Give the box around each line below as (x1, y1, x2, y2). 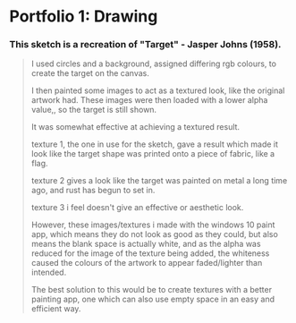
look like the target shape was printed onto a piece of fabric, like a (30, 149, 275, 159)
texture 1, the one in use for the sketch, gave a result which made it (30, 139, 279, 149)
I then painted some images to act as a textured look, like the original (30, 85, 285, 96)
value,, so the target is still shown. (30, 105, 157, 115)
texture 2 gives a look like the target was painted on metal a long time (30, 175, 288, 186)
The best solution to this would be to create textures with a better (30, 285, 273, 295)
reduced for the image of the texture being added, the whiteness (30, 248, 270, 259)
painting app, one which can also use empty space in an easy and (30, 293, 275, 305)
